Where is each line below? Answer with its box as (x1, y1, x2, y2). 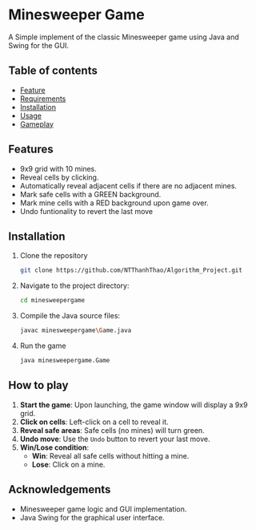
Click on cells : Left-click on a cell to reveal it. (19, 417, 170, 427)
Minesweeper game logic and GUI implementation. (19, 504, 187, 514)
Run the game (19, 341, 66, 350)
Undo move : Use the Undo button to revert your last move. (19, 434, 210, 443)
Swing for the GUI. (8, 40, 70, 50)
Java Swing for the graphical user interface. (19, 512, 166, 522)
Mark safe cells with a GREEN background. (19, 189, 162, 199)
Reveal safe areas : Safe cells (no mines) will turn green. (19, 425, 206, 435)
